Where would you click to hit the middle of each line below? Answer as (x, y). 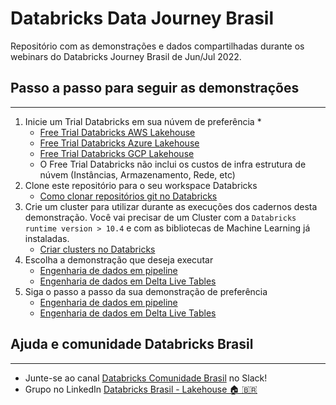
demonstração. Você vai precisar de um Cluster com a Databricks (160, 217)
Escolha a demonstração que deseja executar (119, 259)
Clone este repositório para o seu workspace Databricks (141, 185)
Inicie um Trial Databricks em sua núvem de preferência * (143, 121)
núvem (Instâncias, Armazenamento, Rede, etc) (137, 174)
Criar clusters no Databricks (97, 249)
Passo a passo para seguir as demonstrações (155, 88)
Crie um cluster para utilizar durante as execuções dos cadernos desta (171, 206)
